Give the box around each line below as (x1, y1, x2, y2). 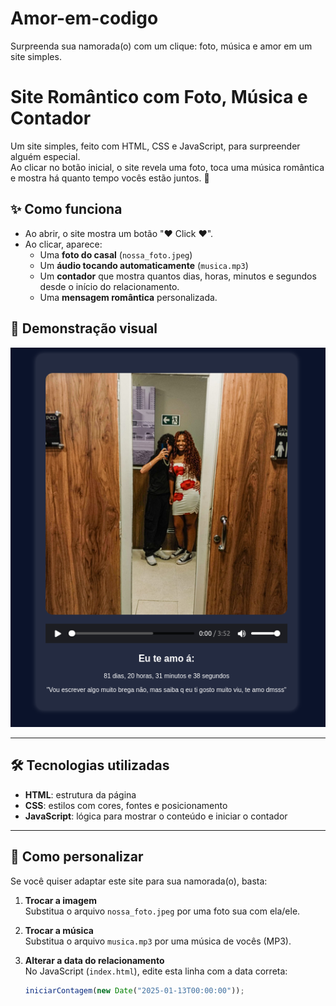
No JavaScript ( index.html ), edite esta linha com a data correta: (24, 965, 288, 977)
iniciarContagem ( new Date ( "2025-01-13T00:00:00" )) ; (24, 985, 245, 996)
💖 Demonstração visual (10, 320, 158, 337)
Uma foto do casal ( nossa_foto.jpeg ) (39, 248, 193, 261)
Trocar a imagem (24, 894, 97, 906)
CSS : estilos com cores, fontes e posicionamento (24, 799, 228, 811)
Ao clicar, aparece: (24, 238, 103, 250)
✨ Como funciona (10, 201, 123, 218)
